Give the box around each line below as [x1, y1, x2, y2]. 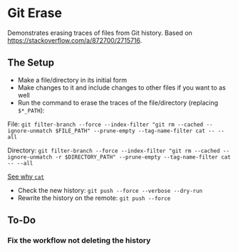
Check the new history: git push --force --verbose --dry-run [17, 186, 203, 194]
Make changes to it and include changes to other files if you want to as [17, 83, 226, 92]
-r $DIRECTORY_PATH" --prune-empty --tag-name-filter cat [55, 153, 232, 161]
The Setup [7, 57, 55, 69]
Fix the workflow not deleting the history [7, 236, 151, 246]
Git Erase [7, 5, 63, 21]
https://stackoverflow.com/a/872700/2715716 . [7, 36, 143, 44]
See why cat [7, 172, 45, 181]
